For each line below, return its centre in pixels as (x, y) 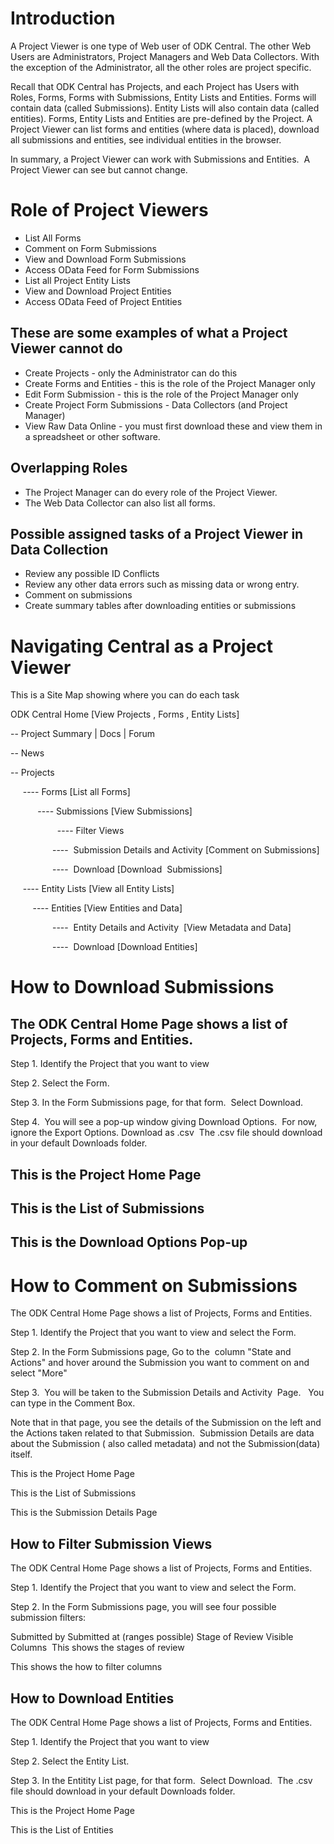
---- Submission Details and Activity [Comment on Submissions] (185, 850)
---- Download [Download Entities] (124, 947)
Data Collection (59, 549)
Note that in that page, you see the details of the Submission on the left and (166, 1423)
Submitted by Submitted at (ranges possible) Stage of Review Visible (152, 1637)
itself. (21, 1454)
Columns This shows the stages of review (97, 1648)
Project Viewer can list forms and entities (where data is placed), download (165, 129)
